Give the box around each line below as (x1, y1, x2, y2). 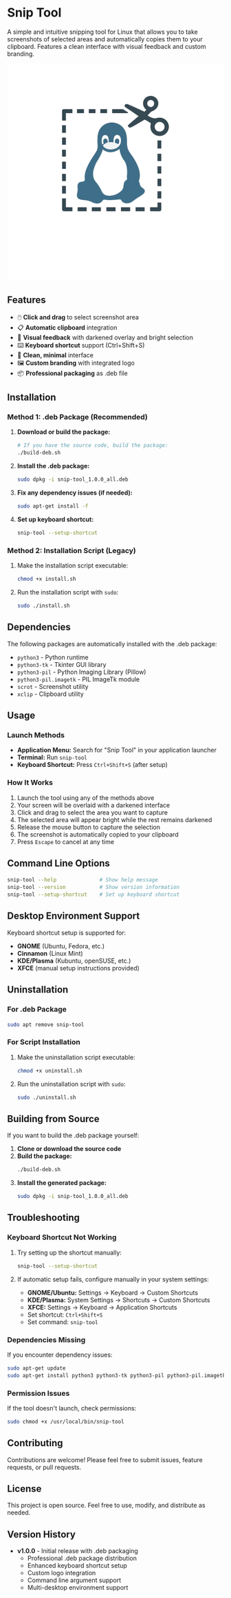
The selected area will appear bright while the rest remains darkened (16, 815, 212, 823)
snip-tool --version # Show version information (7, 884, 180, 891)
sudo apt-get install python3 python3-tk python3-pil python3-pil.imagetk (7, 1372, 226, 1379)
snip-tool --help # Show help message (7, 877, 158, 883)
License (7, 1483, 42, 1495)
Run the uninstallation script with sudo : (16, 1079, 126, 1088)
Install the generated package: (16, 1179, 107, 1187)
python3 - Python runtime (16, 653, 89, 661)
